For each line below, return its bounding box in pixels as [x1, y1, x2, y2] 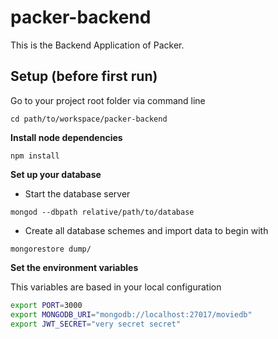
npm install [10, 151, 60, 161]
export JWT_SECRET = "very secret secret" [10, 319, 182, 329]
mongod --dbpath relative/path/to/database [10, 207, 195, 217]
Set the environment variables [10, 261, 139, 273]
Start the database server [24, 187, 131, 200]
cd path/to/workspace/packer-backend [10, 114, 168, 124]
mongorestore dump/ [10, 244, 92, 254]
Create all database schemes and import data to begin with [24, 224, 269, 236]
